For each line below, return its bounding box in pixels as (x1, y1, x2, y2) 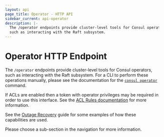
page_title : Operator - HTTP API (5, 12, 73, 17)
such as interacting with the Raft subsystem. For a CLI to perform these (5, 72, 148, 78)
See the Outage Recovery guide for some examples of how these (5, 112, 136, 117)
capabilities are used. (5, 117, 48, 122)
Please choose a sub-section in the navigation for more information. (5, 126, 142, 132)
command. (5, 82, 27, 88)
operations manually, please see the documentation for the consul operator (5, 77, 158, 83)
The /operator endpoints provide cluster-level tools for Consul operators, (5, 67, 153, 73)
